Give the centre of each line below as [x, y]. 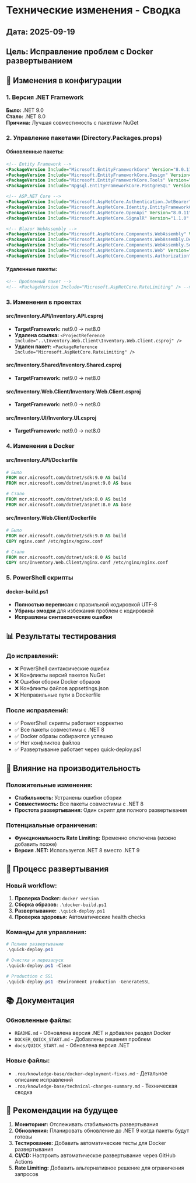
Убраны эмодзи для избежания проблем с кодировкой [84, 611]
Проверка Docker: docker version [57, 899]
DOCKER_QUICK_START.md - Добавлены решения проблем [83, 1039]
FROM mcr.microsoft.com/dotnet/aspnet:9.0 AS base [69, 484]
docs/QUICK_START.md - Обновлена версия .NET [72, 1045]
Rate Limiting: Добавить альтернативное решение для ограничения [99, 1168]
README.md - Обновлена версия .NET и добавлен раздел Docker [92, 1033]
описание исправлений [44, 1079]
